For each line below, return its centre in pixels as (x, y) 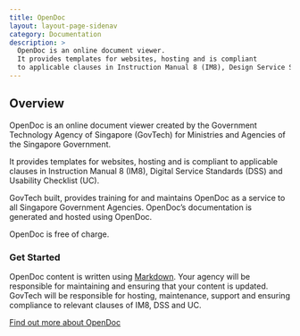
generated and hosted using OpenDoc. (81, 216)
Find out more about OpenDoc (65, 322)
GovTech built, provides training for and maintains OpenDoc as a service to (147, 197)
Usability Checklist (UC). (54, 181)
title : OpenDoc (37, 17)
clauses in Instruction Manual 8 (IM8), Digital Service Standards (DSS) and (146, 171)
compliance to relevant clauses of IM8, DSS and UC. (105, 305)
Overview (37, 104)
